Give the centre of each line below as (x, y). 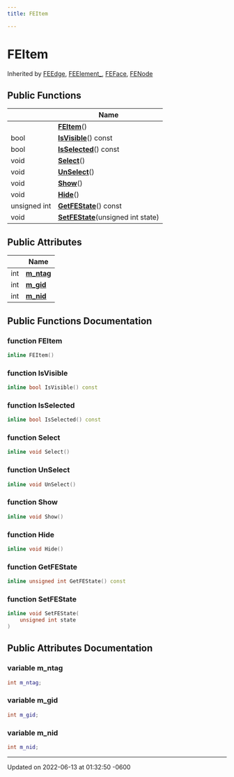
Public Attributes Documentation (80, 648)
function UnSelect (39, 470)
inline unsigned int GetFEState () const (67, 582)
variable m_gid (32, 700)
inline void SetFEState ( (43, 614)
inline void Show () (36, 516)
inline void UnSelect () (42, 484)
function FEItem (35, 341)
